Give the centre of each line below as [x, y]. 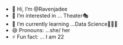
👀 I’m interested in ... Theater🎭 [50, 15]
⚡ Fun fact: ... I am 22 [38, 37]
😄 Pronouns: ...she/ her [41, 30]
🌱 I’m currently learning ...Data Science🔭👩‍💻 [64, 24]
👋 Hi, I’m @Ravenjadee [40, 9]
